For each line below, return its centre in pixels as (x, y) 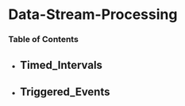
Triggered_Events (65, 91)
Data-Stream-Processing (93, 15)
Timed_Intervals (61, 65)
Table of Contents (44, 40)
